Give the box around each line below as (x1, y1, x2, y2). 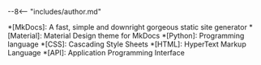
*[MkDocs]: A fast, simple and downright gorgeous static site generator (7, 22, 248, 31)
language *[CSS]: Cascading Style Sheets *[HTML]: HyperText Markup (7, 39, 246, 49)
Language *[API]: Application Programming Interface (7, 48, 186, 57)
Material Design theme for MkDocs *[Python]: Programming (43, 31, 245, 40)
